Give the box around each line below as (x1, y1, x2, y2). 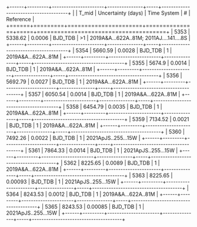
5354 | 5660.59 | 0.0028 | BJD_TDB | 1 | (75, 47, 172, 54)
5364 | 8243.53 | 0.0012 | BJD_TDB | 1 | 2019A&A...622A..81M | (6, 191, 159, 198)
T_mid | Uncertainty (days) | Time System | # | (78, 9, 191, 16)
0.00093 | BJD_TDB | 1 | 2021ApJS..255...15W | (6, 178, 119, 185)
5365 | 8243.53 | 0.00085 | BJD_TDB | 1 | (45, 203, 145, 210)
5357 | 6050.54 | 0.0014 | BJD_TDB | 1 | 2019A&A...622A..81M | (28, 91, 181, 98)
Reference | (6, 16, 35, 22)
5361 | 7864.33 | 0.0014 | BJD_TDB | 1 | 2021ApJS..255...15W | (28, 147, 178, 153)
